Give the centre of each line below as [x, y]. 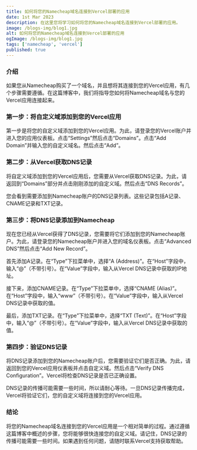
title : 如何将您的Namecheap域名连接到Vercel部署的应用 [68, 11]
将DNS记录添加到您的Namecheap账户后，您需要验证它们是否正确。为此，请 [98, 361]
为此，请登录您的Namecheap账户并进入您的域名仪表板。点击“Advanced [103, 241]
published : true [26, 50]
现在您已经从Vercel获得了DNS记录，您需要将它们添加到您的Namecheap [93, 234]
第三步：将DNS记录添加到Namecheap [60, 220]
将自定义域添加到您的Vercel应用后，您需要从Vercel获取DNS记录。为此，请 [96, 176]
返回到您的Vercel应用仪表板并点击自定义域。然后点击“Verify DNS [85, 368]
